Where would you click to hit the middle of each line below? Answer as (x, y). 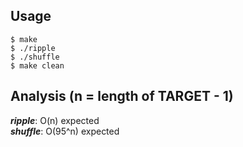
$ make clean (37, 65)
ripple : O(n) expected (55, 120)
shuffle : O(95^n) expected (65, 131)
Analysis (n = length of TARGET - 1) (122, 96)
